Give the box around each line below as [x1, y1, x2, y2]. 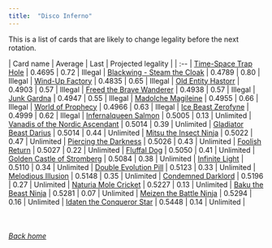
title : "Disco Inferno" [8, 11, 93, 20]
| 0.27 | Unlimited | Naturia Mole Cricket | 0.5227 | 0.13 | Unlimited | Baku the [8, 180, 264, 189]
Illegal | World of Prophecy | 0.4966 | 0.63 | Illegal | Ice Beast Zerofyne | [8, 102, 249, 111]
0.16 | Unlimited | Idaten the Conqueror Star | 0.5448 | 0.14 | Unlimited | [8, 197, 246, 207]
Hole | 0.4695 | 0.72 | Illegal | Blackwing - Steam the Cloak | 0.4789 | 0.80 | [8, 67, 261, 77]
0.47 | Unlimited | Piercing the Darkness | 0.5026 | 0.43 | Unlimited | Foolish [8, 136, 262, 146]
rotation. [8, 42, 37, 53]
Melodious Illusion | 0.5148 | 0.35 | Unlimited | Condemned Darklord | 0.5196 [8, 171, 264, 181]
